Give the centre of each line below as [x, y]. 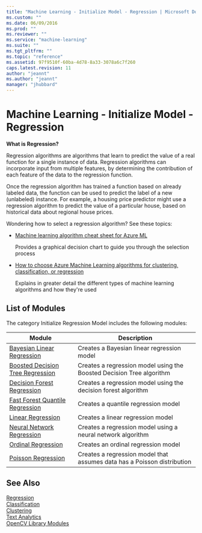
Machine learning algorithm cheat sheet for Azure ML [81, 235]
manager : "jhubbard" [32, 85]
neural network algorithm [113, 434]
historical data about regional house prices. [60, 212]
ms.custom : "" [24, 17]
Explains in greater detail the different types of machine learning [94, 283]
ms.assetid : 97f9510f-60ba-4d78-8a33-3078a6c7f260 [71, 62]
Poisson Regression [37, 458]
